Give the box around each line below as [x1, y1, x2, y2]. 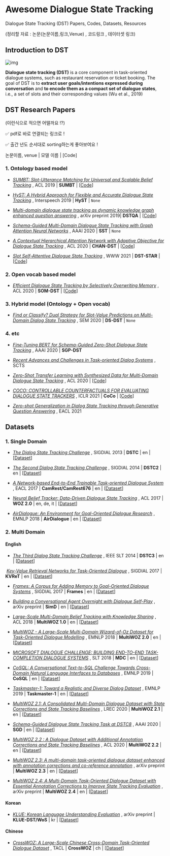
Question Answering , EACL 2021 [12, 408, 82, 414]
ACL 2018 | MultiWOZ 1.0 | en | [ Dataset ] [12, 619, 99, 625]
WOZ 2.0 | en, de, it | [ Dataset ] [12, 500, 78, 506]
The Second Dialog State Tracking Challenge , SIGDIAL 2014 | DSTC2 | [12, 465, 161, 471]
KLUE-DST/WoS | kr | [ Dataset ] [12, 816, 79, 822]
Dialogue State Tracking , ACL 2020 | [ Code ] [12, 377, 107, 384]
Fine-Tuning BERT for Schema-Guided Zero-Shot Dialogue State [12, 341, 148, 347]
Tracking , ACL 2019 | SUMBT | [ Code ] [12, 182, 94, 188]
